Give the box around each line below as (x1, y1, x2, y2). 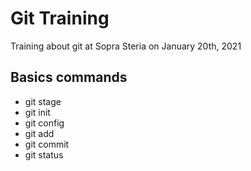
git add (24, 127, 55, 139)
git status (24, 148, 64, 161)
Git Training (10, 7, 110, 30)
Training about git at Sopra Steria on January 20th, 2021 (10, 40, 242, 52)
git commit (24, 138, 70, 150)
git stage (24, 95, 62, 107)
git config (24, 117, 65, 129)
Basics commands (10, 69, 128, 86)
